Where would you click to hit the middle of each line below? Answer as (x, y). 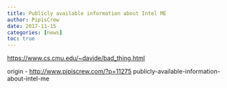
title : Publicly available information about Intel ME (87, 13)
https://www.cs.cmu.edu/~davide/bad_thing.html (76, 58)
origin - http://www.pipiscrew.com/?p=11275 (69, 72)
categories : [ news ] (35, 32)
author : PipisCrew (33, 20)
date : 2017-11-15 (32, 26)
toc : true (21, 39)
